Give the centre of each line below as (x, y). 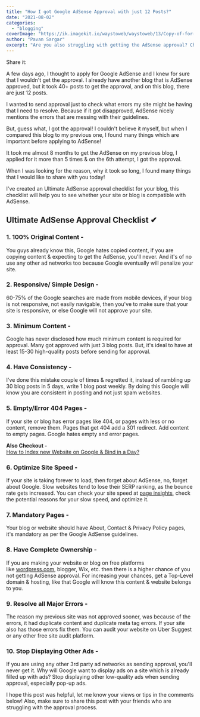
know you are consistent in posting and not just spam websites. (84, 393)
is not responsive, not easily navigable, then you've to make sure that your (97, 304)
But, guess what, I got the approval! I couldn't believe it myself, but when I (97, 128)
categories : (21, 23)
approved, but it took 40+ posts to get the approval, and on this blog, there (98, 86)
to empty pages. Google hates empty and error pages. (73, 434)
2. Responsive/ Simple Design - (52, 284)
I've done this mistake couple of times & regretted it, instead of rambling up (99, 380)
